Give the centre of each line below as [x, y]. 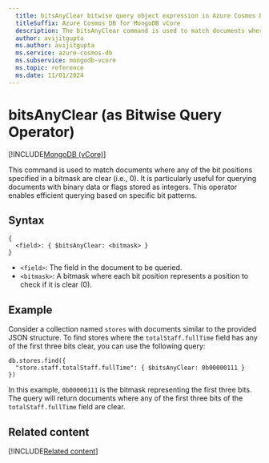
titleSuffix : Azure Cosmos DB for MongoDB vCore [98, 23]
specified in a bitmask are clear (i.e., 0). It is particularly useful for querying [132, 178]
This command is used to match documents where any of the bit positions [130, 170]
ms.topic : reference [50, 68]
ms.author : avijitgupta [55, 46]
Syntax [26, 220]
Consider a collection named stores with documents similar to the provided [132, 329]
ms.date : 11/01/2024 [50, 75]
